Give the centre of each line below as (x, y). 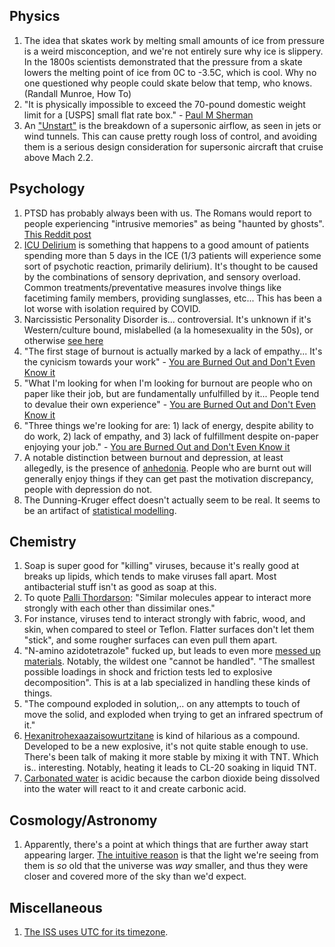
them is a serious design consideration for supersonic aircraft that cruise (173, 146)
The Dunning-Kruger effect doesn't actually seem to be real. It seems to (172, 500)
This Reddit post (57, 234)
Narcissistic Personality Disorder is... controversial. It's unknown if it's (167, 319)
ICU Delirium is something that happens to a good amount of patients (166, 245)
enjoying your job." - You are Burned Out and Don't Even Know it (157, 446)
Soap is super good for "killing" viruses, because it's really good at (161, 566)
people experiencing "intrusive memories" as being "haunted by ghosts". (174, 223)
